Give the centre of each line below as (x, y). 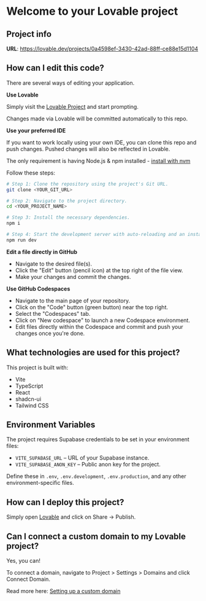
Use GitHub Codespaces (38, 289)
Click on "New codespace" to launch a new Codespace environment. (102, 320)
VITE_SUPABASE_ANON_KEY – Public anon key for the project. (88, 465)
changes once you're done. (50, 333)
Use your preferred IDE (36, 130)
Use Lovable (22, 95)
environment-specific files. (40, 483)
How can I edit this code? (55, 68)
